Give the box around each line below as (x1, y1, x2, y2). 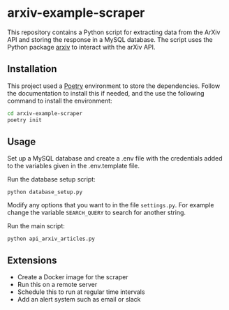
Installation (7, 63, 57, 75)
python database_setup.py (7, 189, 82, 196)
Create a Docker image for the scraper (17, 273, 128, 281)
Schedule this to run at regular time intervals (17, 288, 145, 296)
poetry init (7, 117, 42, 124)
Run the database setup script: (7, 175, 96, 184)
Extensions (7, 254, 57, 266)
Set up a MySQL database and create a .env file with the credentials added (7, 154, 223, 163)
